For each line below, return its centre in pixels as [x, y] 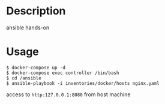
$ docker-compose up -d [36, 68]
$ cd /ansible [24, 78]
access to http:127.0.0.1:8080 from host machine [68, 94]
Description [36, 11]
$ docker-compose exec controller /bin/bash [63, 73]
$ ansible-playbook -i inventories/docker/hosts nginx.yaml [83, 83]
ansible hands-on [28, 27]
